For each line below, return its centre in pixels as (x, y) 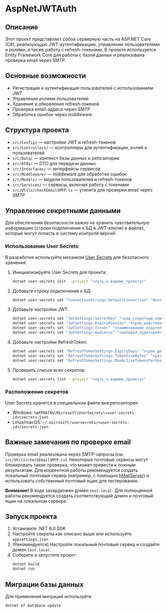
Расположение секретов (37, 392)
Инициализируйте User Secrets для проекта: (59, 272)
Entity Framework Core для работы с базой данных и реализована (75, 55)
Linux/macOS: (27, 422)
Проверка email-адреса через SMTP (51, 109)
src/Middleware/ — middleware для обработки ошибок (69, 174)
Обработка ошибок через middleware (52, 114)
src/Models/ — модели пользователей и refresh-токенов (72, 179)
